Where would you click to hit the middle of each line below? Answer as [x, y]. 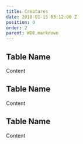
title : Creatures [27, 11]
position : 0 [20, 22]
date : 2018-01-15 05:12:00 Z [41, 17]
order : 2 [17, 28]
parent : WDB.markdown [32, 33]
